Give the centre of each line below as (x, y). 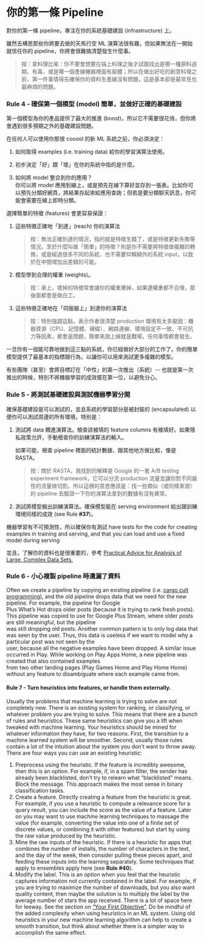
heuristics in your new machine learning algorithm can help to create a (103, 920)
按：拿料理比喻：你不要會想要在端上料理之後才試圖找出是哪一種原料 (106, 64)
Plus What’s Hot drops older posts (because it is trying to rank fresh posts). (100, 609)
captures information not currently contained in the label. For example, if (106, 881)
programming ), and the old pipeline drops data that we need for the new (97, 596)
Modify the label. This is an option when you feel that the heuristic (98, 875)
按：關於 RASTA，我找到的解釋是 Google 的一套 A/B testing (104, 470)
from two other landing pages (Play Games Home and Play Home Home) (97, 667)
